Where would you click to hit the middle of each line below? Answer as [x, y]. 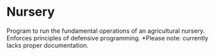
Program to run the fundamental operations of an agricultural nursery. [106, 31]
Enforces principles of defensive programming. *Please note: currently [107, 38]
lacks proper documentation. [48, 45]
